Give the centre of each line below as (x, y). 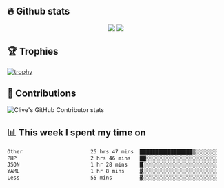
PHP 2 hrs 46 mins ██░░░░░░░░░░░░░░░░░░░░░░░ (112, 158)
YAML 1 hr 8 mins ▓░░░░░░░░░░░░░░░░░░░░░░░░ (112, 171)
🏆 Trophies (33, 51)
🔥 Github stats (39, 11)
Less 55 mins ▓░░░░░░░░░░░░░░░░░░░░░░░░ (112, 178)
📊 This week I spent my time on (77, 132)
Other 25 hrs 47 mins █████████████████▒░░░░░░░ (112, 152)
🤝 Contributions (42, 94)
